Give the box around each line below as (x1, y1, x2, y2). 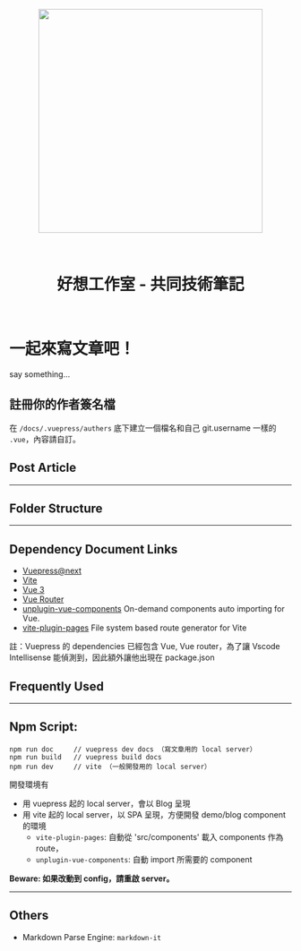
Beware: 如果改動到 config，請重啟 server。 (9, 873, 175, 884)
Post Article (9, 460, 77, 475)
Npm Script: (9, 719, 78, 734)
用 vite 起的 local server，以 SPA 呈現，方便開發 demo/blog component (21, 809, 287, 819)
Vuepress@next (21, 565, 82, 577)
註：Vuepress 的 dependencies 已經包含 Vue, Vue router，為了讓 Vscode (9, 641, 280, 652)
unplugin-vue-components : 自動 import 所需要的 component (35, 853, 253, 864)
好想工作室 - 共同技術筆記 (56, 274, 245, 295)
